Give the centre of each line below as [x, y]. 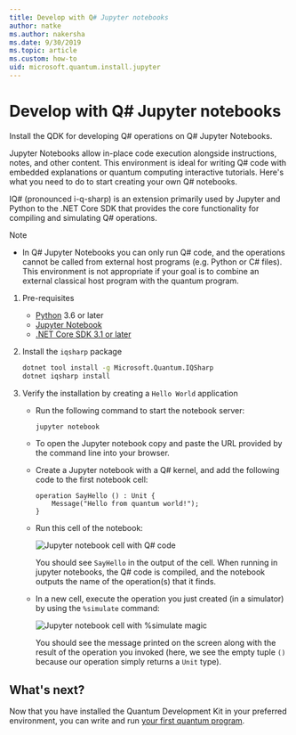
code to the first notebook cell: [92, 480]
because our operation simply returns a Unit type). [128, 662]
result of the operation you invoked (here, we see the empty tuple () [160, 652]
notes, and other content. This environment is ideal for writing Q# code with [148, 162]
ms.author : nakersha [48, 34]
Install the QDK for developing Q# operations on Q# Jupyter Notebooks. [141, 135]
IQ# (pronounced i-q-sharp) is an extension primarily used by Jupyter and [145, 199]
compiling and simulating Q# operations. [84, 217]
